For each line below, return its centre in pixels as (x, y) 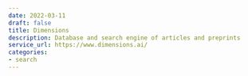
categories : (28, 52)
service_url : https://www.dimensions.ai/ (78, 45)
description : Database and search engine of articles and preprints (124, 38)
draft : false (30, 23)
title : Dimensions (39, 30)
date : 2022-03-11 (37, 15)
